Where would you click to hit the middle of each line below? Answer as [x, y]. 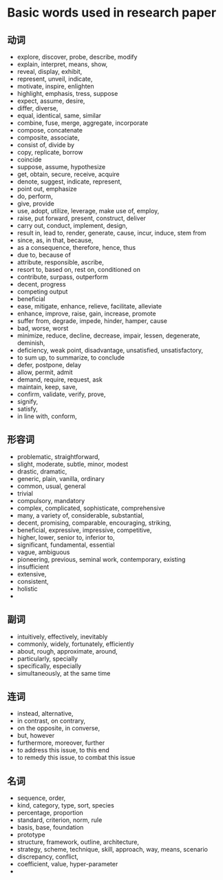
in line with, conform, [47, 416]
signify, [28, 401]
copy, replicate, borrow [50, 152]
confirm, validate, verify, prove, [61, 394]
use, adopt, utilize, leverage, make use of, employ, [88, 211]
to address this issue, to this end [63, 750]
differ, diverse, [38, 108]
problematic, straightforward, [59, 456]
